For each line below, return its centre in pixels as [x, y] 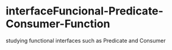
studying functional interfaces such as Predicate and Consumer [86, 40]
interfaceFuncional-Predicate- [85, 11]
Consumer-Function [58, 24]
